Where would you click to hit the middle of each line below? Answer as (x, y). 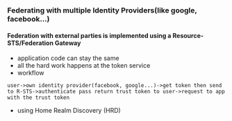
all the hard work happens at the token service (84, 66)
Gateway (68, 43)
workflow (31, 73)
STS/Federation (31, 43)
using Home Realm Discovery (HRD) (69, 111)
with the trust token (39, 98)
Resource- (188, 35)
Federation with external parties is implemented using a (89, 35)
